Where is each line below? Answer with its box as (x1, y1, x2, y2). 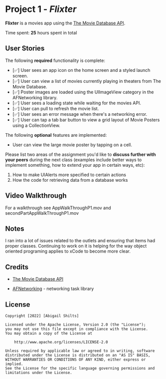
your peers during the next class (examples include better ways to (5, 156, 142, 163)
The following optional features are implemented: (5, 132, 107, 138)
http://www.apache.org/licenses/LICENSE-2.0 (14, 340, 108, 345)
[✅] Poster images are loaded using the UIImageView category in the (12, 89, 154, 95)
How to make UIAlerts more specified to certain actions (12, 171, 126, 178)
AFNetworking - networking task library (12, 286, 94, 292)
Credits (5, 263, 29, 271)
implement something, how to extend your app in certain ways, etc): (5, 162, 145, 168)
